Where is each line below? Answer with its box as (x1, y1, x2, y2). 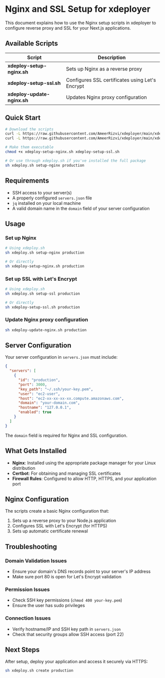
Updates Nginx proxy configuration (66, 94, 147, 101)
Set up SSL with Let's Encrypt (5, 275, 77, 282)
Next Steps (5, 645, 40, 654)
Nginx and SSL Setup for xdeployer (5, 3, 151, 15)
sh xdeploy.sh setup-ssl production (5, 291, 80, 296)
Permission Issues (5, 586, 50, 593)
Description (97, 54, 126, 61)
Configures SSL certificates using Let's (66, 76, 156, 83)
